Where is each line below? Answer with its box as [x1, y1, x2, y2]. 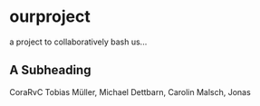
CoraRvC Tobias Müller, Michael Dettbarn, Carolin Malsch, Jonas [9, 86, 251, 97]
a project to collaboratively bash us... [9, 36, 148, 47]
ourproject [9, 6, 91, 27]
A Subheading [9, 63, 91, 78]
